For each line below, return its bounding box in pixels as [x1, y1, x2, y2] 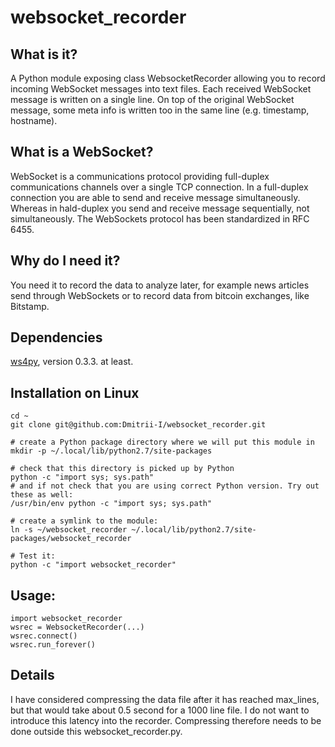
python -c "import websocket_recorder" [10, 560, 177, 570]
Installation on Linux [10, 384, 140, 401]
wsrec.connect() [10, 631, 78, 641]
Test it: [19, 551, 56, 561]
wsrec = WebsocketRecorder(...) [10, 622, 145, 633]
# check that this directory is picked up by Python [10, 464, 235, 474]
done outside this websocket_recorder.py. [10, 725, 183, 737]
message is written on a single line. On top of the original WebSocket [10, 94, 295, 105]
